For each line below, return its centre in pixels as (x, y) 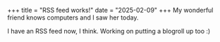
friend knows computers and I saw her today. (73, 17)
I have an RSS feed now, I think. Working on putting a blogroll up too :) (109, 31)
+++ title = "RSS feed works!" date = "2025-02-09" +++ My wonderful (110, 10)
